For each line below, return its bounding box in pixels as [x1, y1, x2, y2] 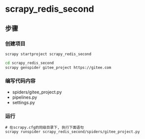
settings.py [12, 99, 36, 105]
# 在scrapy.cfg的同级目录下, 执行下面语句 [5, 125, 84, 130]
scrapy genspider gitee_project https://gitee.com [5, 65, 111, 70]
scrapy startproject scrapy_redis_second [5, 52, 92, 56]
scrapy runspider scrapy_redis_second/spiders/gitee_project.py [5, 129, 140, 135]
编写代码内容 [5, 78, 36, 84]
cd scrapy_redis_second [5, 60, 54, 65]
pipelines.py [12, 94, 37, 100]
